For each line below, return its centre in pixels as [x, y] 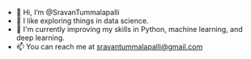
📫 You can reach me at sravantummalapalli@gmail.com [109, 47]
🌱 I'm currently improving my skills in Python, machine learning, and [129, 29]
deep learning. [40, 37]
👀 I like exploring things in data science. [82, 21]
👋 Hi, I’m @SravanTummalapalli [68, 12]
